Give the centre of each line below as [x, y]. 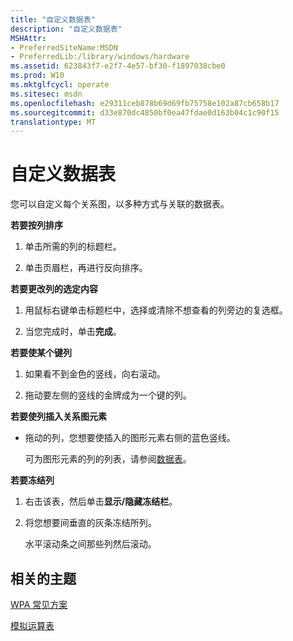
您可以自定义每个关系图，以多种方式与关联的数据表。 [120, 204]
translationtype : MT [53, 122]
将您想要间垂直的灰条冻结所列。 [90, 523]
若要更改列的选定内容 [54, 289]
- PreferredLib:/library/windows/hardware [100, 57]
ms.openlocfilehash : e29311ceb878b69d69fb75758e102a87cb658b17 [145, 103]
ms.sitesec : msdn [46, 94]
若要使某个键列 [41, 353]
